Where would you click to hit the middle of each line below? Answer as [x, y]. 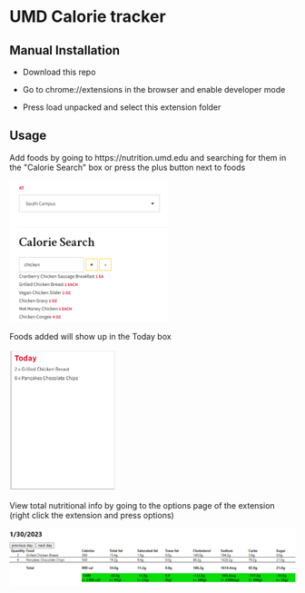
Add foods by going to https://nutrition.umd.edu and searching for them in [148, 157]
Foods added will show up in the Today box [90, 336]
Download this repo [59, 72]
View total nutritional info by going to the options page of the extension [142, 505]
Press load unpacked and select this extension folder [122, 107]
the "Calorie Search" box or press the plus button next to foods [128, 167]
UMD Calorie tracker [88, 17]
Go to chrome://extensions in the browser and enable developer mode [154, 89]
